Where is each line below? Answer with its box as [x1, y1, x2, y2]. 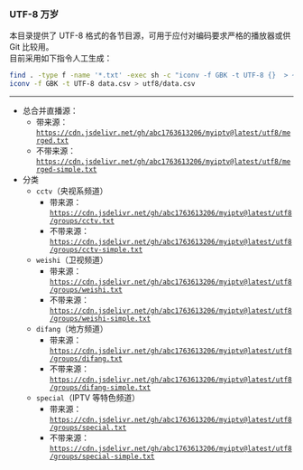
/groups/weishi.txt [49, 286, 124, 295]
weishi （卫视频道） [35, 255, 108, 266]
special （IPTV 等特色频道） [35, 392, 141, 403]
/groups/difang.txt [49, 354, 124, 363]
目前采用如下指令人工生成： [9, 52, 113, 64]
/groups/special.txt [49, 423, 127, 433]
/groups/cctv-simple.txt [49, 246, 143, 255]
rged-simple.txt [35, 165, 97, 174]
